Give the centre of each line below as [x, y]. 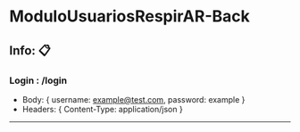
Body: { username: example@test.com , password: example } [133, 99]
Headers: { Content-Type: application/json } [102, 109]
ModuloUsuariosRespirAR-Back [129, 16]
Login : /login [38, 80]
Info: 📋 [30, 50]
